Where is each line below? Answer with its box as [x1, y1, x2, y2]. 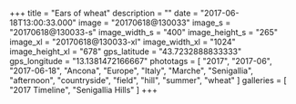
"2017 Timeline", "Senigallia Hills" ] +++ [9, 85, 158, 95]
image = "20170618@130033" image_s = [78, 17, 231, 28]
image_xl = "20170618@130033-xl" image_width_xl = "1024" [9, 36, 237, 47]
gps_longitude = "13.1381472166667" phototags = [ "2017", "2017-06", [9, 56, 273, 66]
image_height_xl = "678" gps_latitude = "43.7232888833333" [9, 46, 242, 57]
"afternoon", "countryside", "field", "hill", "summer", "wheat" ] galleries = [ [9, 75, 287, 85]
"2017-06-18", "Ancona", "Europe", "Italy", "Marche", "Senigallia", [9, 65, 253, 76]
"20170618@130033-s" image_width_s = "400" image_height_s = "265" [9, 27, 279, 37]
